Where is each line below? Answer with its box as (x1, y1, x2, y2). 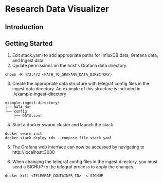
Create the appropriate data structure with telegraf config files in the (12, 81, 149, 86)
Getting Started (5, 39, 53, 47)
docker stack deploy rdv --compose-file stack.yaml (5, 136, 112, 141)
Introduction (5, 23, 44, 31)
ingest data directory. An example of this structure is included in (12, 86, 141, 92)
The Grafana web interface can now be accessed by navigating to (12, 144, 145, 150)
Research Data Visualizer (5, 3, 109, 15)
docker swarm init (5, 131, 42, 136)
